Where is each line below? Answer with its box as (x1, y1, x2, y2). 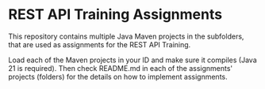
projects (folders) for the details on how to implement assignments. (8, 72, 228, 81)
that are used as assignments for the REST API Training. (8, 39, 191, 49)
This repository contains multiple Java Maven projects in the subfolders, (8, 32, 244, 41)
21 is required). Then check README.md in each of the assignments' (8, 63, 233, 72)
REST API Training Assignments (8, 6, 223, 24)
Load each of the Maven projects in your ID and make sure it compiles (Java (8, 55, 257, 65)
